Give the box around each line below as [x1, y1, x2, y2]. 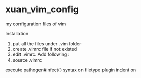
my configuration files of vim [5, 21, 66, 27]
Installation [5, 30, 29, 36]
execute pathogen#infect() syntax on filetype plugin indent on [5, 67, 136, 73]
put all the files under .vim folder [12, 40, 82, 47]
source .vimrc [12, 56, 42, 63]
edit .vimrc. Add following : [12, 51, 70, 57]
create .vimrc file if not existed [12, 46, 77, 52]
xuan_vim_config [5, 4, 79, 15]
